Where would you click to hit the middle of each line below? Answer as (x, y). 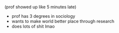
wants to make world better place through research (63, 21)
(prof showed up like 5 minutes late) (41, 7)
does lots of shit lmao (33, 26)
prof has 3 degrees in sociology (43, 16)
